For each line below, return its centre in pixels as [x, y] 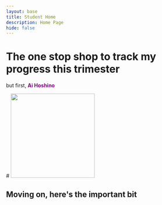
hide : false [20, 28]
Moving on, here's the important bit [71, 194]
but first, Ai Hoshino [31, 86]
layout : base [22, 11]
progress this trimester [63, 69]
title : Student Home [31, 17]
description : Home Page [35, 22]
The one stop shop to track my [81, 57]
